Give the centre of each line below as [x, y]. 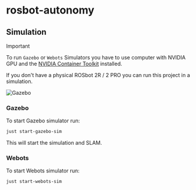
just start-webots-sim [34, 182]
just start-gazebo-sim [34, 132]
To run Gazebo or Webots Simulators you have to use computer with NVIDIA [96, 57]
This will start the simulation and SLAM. [54, 143]
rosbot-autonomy [50, 10]
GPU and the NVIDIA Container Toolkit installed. [64, 64]
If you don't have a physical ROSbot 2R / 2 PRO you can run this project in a [98, 75]
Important [18, 46]
